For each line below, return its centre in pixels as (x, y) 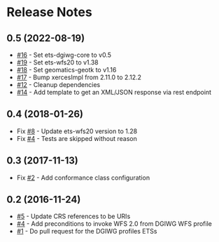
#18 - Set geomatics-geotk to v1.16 (66, 70)
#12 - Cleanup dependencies (58, 85)
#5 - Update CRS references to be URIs (73, 216)
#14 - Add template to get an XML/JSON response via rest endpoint (114, 92)
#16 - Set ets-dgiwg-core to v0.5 (64, 55)
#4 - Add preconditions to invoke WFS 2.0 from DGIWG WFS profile (114, 224)
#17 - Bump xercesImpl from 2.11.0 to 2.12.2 (79, 77)
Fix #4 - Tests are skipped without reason (77, 138)
